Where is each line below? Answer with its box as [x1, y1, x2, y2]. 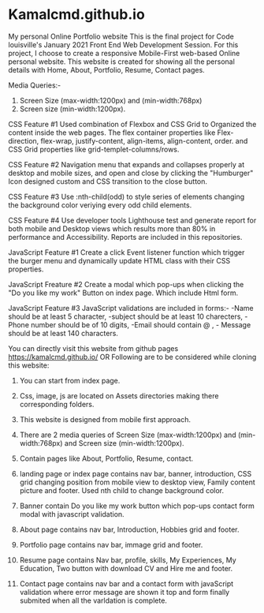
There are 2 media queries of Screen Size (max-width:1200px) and [19, 430, 236, 439]
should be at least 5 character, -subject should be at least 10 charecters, [8, 312, 243, 321]
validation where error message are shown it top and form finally [19, 587, 230, 596]
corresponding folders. [19, 399, 95, 409]
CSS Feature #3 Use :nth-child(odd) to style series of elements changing [8, 192, 245, 201]
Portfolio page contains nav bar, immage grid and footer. [19, 540, 203, 549]
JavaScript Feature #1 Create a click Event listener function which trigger [8, 247, 245, 257]
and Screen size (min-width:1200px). [64, 438, 184, 447]
